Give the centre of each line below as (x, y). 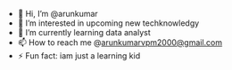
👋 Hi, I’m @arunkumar (58, 14)
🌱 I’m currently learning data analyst (84, 32)
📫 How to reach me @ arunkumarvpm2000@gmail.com (120, 43)
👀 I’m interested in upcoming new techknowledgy (108, 23)
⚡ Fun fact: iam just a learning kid (79, 56)
